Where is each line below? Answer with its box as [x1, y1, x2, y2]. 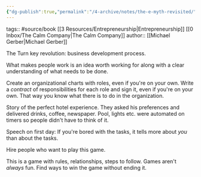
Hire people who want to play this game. [6, 146, 106, 153]
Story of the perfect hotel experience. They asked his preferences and [6, 103, 180, 111]
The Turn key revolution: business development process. [6, 49, 147, 57]
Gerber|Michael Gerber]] [6, 38, 68, 45]
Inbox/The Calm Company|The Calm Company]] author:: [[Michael [6, 31, 170, 39]
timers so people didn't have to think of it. [6, 116, 109, 124]
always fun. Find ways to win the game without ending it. [6, 164, 147, 171]
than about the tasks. [6, 134, 59, 142]
